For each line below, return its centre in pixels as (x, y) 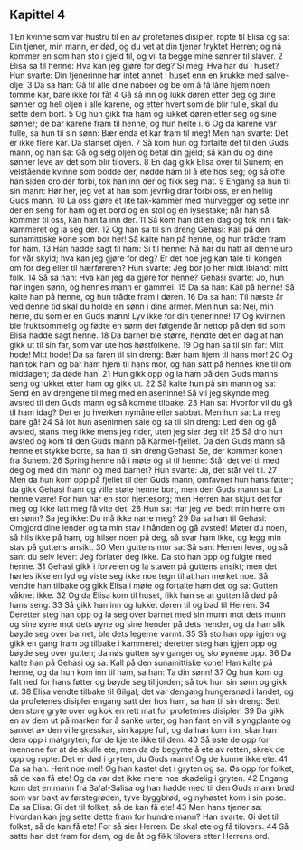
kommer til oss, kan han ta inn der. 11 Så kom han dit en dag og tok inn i (142, 219)
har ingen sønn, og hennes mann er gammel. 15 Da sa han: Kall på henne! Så (152, 287)
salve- (277, 75)
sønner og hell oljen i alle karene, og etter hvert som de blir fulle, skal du (144, 104)
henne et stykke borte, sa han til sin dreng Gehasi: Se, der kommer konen (146, 450)
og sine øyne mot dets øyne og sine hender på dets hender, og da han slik (147, 623)
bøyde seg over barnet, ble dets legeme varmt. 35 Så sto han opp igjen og (148, 633)
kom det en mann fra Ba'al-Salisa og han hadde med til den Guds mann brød (152, 787)
